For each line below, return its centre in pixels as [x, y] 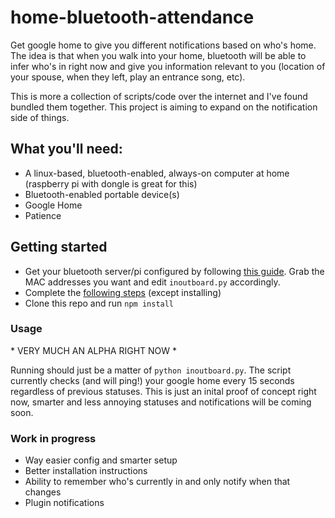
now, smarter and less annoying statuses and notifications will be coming [161, 402]
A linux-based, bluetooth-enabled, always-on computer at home [157, 173]
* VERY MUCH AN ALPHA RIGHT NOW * [94, 350]
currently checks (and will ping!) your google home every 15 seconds [152, 380]
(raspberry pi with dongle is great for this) [111, 183]
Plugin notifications [64, 503]
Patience [43, 215]
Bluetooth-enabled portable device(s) [102, 194]
